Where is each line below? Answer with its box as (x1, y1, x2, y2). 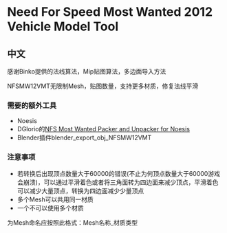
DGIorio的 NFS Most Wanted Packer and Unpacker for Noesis (17, 125, 191, 133)
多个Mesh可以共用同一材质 (17, 195, 94, 203)
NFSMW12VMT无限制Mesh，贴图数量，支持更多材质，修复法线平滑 (7, 82, 199, 90)
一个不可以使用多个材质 (17, 203, 84, 212)
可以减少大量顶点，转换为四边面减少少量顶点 (17, 186, 144, 195)
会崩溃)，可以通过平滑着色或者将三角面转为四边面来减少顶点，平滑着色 (17, 178, 219, 186)
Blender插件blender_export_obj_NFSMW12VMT (17, 133, 152, 142)
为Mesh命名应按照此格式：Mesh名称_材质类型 (7, 218, 138, 227)
